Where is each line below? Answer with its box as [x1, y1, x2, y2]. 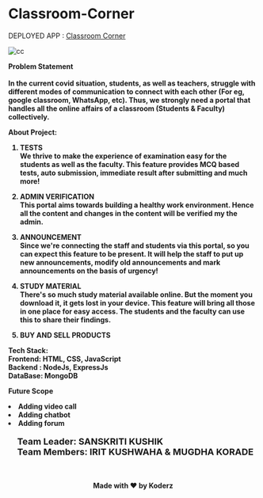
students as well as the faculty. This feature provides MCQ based [19, 159, 240, 169]
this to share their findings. [19, 314, 112, 325]
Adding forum [18, 418, 65, 428]
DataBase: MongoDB [8, 371, 78, 380]
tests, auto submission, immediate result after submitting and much [19, 168, 248, 177]
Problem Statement [8, 61, 74, 71]
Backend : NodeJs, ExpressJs [8, 362, 109, 372]
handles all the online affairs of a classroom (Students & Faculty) [8, 104, 226, 113]
